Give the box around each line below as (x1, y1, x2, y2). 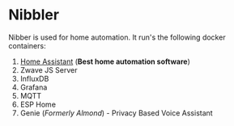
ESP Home (19, 99, 57, 109)
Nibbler (8, 6, 59, 24)
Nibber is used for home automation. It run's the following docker (8, 32, 226, 42)
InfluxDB (19, 73, 49, 83)
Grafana (19, 82, 48, 92)
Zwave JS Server (19, 65, 78, 74)
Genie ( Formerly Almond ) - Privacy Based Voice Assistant (19, 107, 213, 118)
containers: (8, 40, 46, 50)
